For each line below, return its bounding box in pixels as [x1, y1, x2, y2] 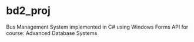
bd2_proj [6, 4, 51, 17]
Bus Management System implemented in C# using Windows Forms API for [6, 23, 189, 30]
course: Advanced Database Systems [6, 29, 98, 36]
